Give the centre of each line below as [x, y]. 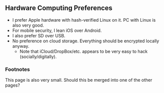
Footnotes [18, 69]
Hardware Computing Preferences [59, 8]
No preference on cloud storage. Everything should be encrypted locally [85, 41]
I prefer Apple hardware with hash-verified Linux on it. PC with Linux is [84, 20]
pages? [13, 85]
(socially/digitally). [38, 57]
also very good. [28, 25]
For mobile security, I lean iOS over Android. [57, 30]
